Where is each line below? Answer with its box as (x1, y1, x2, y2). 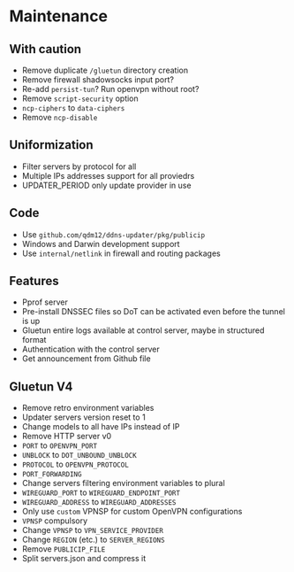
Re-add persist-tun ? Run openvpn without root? (21, 84, 200, 94)
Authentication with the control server (21, 344, 161, 355)
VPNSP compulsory (21, 515, 88, 526)
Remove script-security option (21, 93, 139, 104)
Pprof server (21, 297, 68, 307)
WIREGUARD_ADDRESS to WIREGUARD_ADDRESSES (21, 497, 177, 507)
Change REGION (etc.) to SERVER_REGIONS (21, 534, 165, 545)
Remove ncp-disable (21, 112, 98, 122)
